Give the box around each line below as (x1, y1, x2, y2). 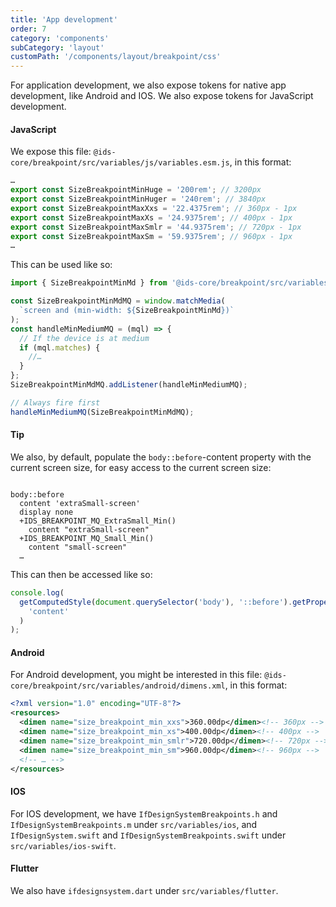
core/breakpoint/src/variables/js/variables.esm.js (10, 158, 230, 168)
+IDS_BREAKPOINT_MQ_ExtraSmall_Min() (19, 516, 177, 526)
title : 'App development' (10, 14, 118, 25)
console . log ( (10, 587, 65, 598)
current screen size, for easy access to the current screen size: (10, 461, 272, 473)
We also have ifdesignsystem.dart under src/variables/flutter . (10, 884, 279, 896)
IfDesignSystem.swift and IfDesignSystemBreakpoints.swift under (10, 829, 287, 841)
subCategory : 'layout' (10, 42, 105, 53)
